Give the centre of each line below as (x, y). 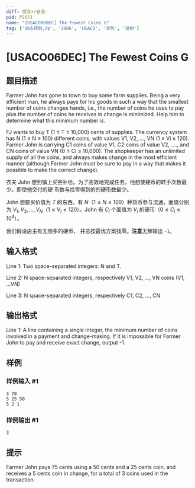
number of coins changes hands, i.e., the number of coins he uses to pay (95, 108)
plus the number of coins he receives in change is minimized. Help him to (95, 114)
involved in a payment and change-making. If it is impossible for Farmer (93, 336)
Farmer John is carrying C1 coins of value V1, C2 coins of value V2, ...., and (98, 145)
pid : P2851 (19, 17)
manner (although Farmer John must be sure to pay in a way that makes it (96, 164)
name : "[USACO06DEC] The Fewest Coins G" (58, 23)
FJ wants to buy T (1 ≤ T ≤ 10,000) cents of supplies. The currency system (97, 132)
